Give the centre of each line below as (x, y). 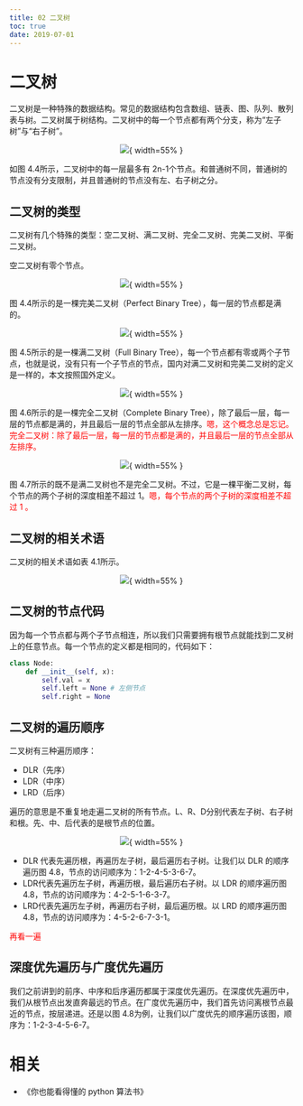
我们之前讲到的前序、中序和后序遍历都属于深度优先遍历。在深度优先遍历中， (151, 990)
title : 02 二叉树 (40, 18)
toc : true (28, 26)
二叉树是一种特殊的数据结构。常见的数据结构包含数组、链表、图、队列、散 (147, 108)
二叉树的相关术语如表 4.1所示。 (67, 562)
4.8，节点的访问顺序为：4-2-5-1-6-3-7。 (99, 894)
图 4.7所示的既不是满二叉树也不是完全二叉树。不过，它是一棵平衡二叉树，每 (151, 485)
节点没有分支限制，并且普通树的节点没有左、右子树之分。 (116, 181)
